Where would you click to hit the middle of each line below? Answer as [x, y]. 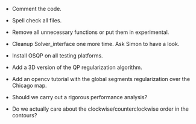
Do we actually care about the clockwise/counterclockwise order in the [100, 109]
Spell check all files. [37, 20]
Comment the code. [37, 9]
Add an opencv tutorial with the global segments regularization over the [101, 79]
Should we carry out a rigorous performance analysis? [80, 97]
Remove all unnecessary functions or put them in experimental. [90, 32]
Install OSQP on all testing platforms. [58, 56]
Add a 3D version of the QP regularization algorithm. [77, 67]
